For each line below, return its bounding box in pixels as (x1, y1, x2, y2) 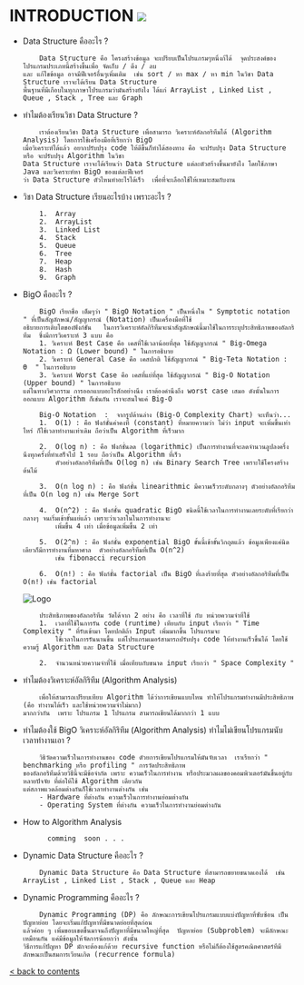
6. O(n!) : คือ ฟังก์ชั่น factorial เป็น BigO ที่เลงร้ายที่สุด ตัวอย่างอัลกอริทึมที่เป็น (39, 569, 289, 578)
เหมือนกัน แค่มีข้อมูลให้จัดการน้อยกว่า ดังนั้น (22, 933, 138, 943)
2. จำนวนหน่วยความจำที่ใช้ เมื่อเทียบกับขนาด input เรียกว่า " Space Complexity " (39, 658, 295, 668)
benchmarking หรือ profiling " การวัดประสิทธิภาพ (22, 761, 186, 770)
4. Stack (39, 233, 76, 242)
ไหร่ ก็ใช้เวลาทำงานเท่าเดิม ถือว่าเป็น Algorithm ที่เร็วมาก (22, 426, 184, 435)
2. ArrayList (39, 217, 93, 226)
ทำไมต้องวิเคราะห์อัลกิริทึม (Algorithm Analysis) (22, 674, 178, 685)
